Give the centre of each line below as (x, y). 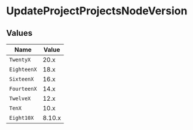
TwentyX (20, 60)
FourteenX (23, 89)
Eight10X (22, 118)
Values (19, 33)
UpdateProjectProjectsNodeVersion (97, 11)
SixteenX (22, 79)
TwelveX (20, 99)
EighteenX (23, 69)
